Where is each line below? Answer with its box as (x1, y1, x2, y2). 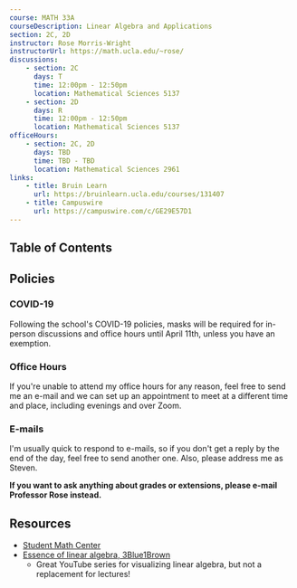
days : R (33, 106, 63, 115)
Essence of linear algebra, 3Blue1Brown (22, 549, 171, 561)
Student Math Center (22, 540, 101, 551)
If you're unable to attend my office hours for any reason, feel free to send (9, 381, 287, 392)
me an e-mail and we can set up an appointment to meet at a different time (9, 391, 288, 402)
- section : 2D (25, 97, 79, 107)
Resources (9, 516, 72, 531)
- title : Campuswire (25, 198, 103, 208)
